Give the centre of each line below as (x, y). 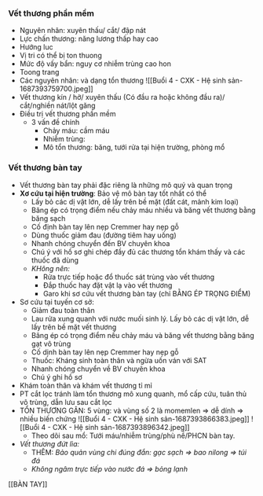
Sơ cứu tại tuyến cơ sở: (57, 302)
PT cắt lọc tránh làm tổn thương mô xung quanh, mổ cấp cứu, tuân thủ (133, 394)
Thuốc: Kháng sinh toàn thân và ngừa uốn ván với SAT (119, 360)
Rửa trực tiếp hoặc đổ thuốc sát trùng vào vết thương (129, 277)
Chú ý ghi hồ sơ (57, 377)
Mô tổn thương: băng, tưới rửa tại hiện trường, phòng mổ (134, 147)
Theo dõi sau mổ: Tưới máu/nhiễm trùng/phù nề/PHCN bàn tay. (133, 435)
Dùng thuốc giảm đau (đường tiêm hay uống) (104, 235)
